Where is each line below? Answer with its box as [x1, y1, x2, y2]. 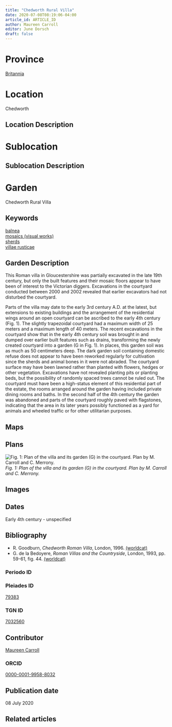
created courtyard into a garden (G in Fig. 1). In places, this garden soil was [5, 342, 164, 348]
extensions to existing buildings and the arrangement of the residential [5, 309, 155, 316]
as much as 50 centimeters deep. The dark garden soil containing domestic [5, 348, 165, 354]
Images [5, 485, 30, 494]
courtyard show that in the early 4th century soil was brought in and [5, 331, 149, 338]
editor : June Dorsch [5, 27, 50, 32]
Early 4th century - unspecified [5, 516, 72, 522]
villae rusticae [5, 244, 35, 250]
